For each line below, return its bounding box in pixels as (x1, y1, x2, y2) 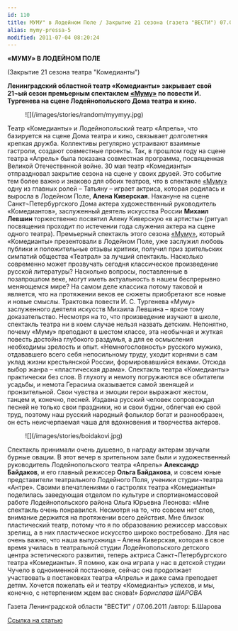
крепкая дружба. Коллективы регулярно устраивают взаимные (7, 139, 200, 148)
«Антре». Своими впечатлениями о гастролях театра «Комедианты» (7, 483, 216, 492)
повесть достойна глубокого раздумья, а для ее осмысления (7, 335, 193, 344)
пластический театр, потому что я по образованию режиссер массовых (7, 521, 228, 530)
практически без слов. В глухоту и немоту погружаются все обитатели (7, 373, 225, 381)
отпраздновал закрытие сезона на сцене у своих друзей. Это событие (7, 169, 222, 178)
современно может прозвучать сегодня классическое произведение (7, 259, 219, 269)
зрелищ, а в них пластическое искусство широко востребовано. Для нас (7, 528, 230, 537)
